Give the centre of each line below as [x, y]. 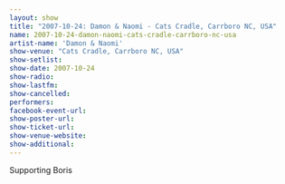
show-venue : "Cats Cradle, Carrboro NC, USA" [96, 52]
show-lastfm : [34, 85]
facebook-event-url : [48, 111]
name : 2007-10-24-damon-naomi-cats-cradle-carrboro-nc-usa [123, 34]
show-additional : [42, 144]
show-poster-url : [42, 119]
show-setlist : [36, 60]
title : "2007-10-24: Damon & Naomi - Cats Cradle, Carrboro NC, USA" [143, 26]
